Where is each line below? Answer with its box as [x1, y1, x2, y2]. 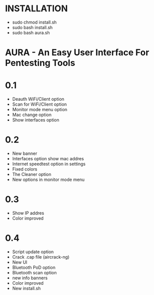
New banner [12, 150, 38, 156]
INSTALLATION [5, 3, 68, 14]
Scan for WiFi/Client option [12, 101, 67, 107]
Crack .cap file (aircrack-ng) [12, 254, 70, 260]
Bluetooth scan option [12, 269, 57, 275]
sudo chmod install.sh [12, 19, 57, 25]
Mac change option [12, 112, 51, 118]
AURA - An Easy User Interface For [5, 47, 150, 58]
